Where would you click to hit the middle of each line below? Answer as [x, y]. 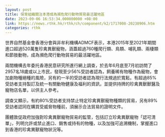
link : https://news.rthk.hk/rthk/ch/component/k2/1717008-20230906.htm [80, 23]
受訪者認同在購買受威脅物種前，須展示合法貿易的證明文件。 [65, 107]
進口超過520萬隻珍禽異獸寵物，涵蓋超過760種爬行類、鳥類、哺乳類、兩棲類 [82, 49]
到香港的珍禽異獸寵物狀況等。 [35, 130]
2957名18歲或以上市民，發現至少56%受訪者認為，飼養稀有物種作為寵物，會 [82, 71]
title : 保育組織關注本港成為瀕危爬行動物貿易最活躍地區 [55, 14]
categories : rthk [23, 28]
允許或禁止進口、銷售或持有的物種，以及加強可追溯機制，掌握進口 [91, 123]
